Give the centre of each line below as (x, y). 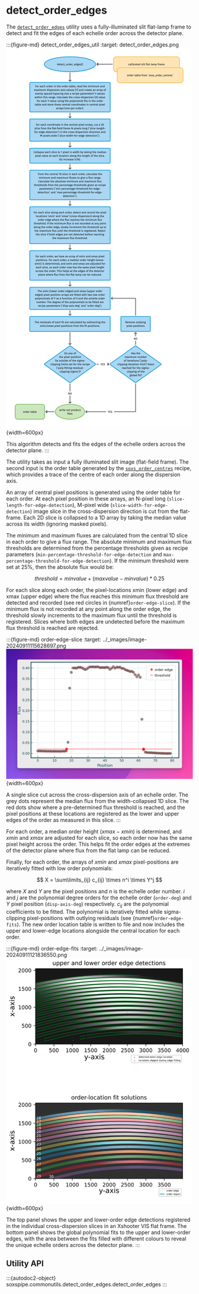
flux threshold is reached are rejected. (53, 628)
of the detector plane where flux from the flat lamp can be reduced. (88, 851)
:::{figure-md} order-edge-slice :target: (54, 639)
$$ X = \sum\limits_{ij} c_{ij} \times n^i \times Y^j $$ (99, 880)
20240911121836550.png (37, 955)
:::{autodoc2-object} (31, 1278)
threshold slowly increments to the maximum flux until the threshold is (92, 615)
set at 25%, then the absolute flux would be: (60, 567)
